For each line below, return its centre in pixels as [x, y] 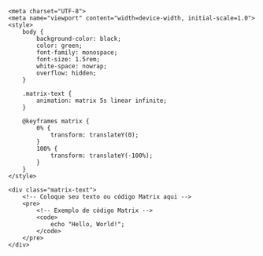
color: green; [59, 46]
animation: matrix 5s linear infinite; [102, 101]
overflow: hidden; [67, 73]
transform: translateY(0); [94, 135]
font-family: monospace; [77, 53]
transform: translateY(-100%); [102, 155]
